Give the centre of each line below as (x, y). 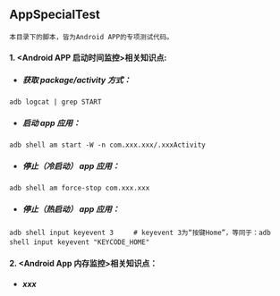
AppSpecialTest (55, 15)
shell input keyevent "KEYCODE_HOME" (80, 242)
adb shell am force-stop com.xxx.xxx (80, 188)
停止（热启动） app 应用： (71, 208)
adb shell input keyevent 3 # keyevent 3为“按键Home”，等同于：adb (140, 233)
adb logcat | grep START (55, 102)
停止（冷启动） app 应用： (71, 165)
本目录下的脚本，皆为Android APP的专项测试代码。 (91, 37)
